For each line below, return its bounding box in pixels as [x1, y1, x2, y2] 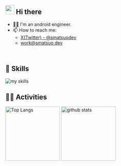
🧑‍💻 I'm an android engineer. [12, 21, 72, 27]
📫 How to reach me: [12, 27, 57, 33]
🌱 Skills [5, 64, 29, 73]
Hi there [15, 8, 42, 16]
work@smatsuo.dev [20, 39, 63, 46]
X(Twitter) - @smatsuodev [20, 34, 77, 40]
